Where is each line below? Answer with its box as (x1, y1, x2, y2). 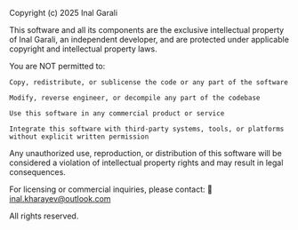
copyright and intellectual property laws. (9, 44, 157, 54)
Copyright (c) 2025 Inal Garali (9, 8, 118, 18)
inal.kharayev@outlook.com (9, 194, 111, 203)
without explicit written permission (9, 132, 149, 141)
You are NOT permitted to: (9, 61, 106, 71)
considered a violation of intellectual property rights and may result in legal (9, 157, 284, 168)
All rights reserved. (9, 210, 79, 221)
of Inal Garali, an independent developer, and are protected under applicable (9, 35, 289, 44)
